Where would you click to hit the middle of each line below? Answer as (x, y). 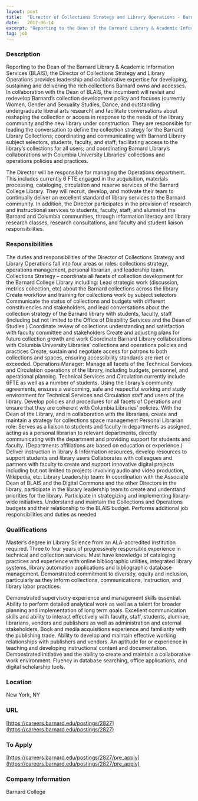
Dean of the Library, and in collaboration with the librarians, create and (92, 414)
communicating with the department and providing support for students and (98, 439)
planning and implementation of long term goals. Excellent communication (96, 610)
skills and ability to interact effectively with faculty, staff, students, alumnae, (98, 617)
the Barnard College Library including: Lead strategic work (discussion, (93, 282)
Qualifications (27, 529)
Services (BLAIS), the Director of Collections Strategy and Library (85, 73)
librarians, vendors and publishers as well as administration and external (94, 623)
